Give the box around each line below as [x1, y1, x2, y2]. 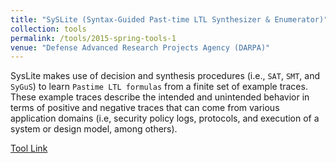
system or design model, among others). [10, 123, 178, 135]
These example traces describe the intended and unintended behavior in [10, 91, 310, 103]
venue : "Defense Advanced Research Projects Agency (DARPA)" [10, 42, 271, 53]
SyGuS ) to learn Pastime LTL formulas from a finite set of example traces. [10, 81, 308, 93]
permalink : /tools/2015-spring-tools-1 [10, 33, 177, 43]
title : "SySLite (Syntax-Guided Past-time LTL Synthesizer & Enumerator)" [10, 14, 329, 25]
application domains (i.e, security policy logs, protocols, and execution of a [10, 112, 320, 125]
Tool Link [10, 142, 48, 155]
